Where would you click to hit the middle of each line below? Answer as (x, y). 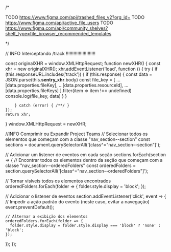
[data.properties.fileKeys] (32, 91)
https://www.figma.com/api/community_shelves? (57, 28)
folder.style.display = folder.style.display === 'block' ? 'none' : (85, 225)
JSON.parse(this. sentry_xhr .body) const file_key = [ (60, 80)
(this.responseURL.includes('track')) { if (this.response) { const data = (79, 74)
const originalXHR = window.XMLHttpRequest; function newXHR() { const (83, 63)
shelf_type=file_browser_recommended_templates (58, 34)
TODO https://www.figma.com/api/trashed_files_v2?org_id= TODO (75, 17)
